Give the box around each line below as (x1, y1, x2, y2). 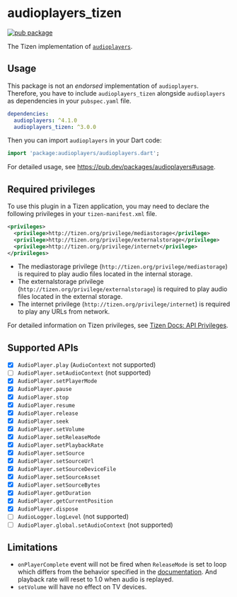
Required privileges (7, 183, 96, 195)
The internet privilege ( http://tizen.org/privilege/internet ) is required (17, 300, 231, 309)
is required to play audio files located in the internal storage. (17, 270, 193, 278)
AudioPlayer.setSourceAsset (17, 474, 100, 481)
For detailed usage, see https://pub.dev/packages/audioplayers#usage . (7, 163, 216, 171)
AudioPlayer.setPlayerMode (17, 377, 98, 385)
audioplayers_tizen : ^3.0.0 (13, 123, 97, 130)
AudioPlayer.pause (17, 386, 72, 393)
